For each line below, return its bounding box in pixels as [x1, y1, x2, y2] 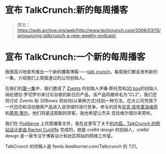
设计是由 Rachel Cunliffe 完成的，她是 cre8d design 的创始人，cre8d [9, 126, 149, 132]
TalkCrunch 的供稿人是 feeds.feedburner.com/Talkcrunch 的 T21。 [5, 143, 140, 149]
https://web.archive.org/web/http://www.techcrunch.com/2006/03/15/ [17, 27, 161, 33]
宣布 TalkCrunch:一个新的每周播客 [5, 51, 146, 63]
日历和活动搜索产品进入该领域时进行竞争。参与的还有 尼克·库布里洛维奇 [13, 104, 158, 110]
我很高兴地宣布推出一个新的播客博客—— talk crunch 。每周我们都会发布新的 [5, 69, 158, 75]
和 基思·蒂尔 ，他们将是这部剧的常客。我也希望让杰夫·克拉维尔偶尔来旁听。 [5, 110, 155, 116]
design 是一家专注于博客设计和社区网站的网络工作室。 [5, 133, 116, 139]
